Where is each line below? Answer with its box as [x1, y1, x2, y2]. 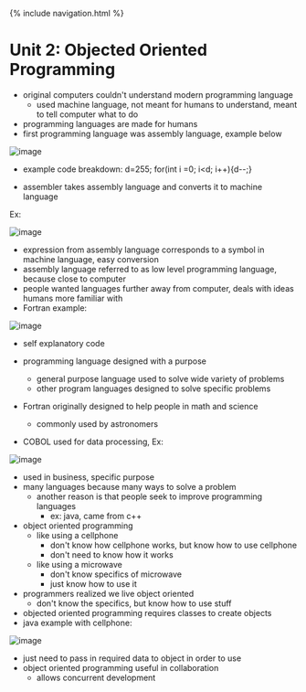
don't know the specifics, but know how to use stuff [36, 598, 232, 609]
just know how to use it [49, 578, 137, 589]
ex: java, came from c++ [49, 510, 142, 521]
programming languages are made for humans [22, 118, 198, 129]
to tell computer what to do [36, 109, 139, 120]
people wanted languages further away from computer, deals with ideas [22, 282, 294, 293]
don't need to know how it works [49, 548, 174, 560]
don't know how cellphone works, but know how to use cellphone [49, 539, 298, 550]
